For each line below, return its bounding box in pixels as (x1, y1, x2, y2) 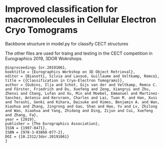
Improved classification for (5, 3, 118, 15)
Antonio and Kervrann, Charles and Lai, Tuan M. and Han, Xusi (25, 95, 158, 100)
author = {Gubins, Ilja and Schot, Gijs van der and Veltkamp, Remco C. (5, 82, 158, 87)
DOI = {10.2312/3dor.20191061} (5, 134, 69, 139)
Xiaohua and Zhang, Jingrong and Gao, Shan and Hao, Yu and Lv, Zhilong (5, 104, 158, 109)
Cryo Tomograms (5, 25, 78, 36)
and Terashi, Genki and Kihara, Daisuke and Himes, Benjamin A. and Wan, (5, 100, 160, 105)
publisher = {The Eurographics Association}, (5, 121, 100, 126)
